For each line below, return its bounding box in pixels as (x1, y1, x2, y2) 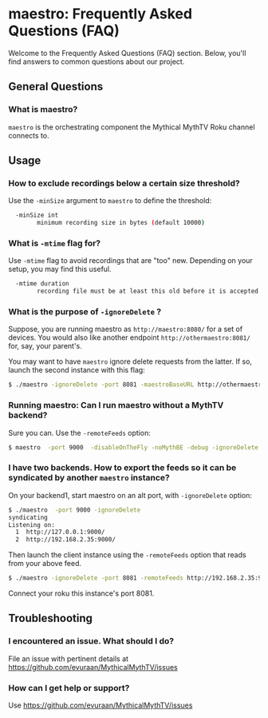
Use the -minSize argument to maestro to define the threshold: (8, 196, 212, 205)
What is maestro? (8, 104, 78, 115)
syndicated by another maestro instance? (8, 473, 170, 484)
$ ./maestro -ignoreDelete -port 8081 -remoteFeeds (8, 574, 183, 582)
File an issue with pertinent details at (8, 653, 129, 664)
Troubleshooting (8, 612, 93, 625)
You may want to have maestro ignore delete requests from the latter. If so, (8, 357, 253, 366)
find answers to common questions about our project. (8, 57, 185, 66)
